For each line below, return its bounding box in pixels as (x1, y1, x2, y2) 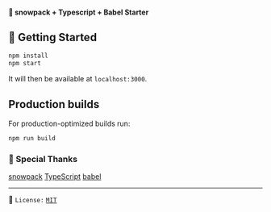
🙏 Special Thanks (8, 153, 78, 164)
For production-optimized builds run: (8, 118, 131, 128)
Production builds (8, 98, 100, 111)
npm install (8, 52, 48, 60)
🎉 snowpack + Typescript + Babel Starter (8, 7, 149, 17)
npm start (8, 60, 42, 68)
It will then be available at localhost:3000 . (8, 74, 148, 84)
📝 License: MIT (8, 195, 57, 205)
